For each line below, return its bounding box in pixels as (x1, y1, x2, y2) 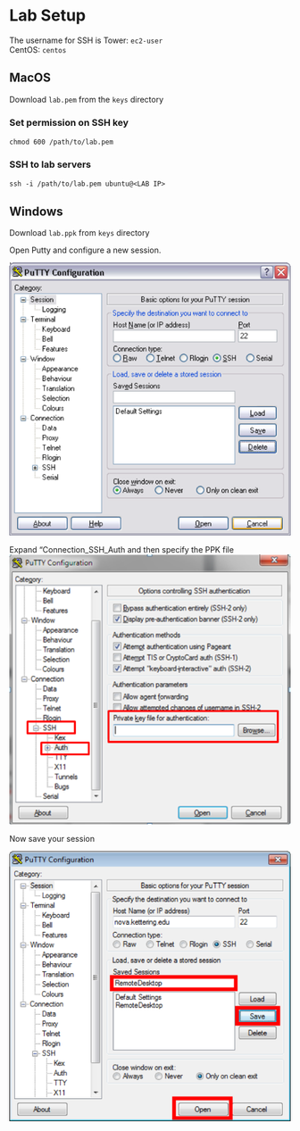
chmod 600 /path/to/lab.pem (9, 137, 114, 147)
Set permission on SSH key (9, 116, 129, 129)
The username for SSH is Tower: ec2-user (9, 35, 163, 46)
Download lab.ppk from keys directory (9, 228, 150, 238)
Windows (9, 204, 63, 219)
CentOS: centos (9, 44, 67, 54)
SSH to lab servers (9, 158, 92, 170)
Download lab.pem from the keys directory (9, 94, 164, 104)
